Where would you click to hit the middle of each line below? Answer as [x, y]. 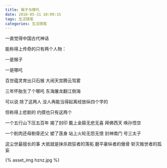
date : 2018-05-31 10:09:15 [33, 14]
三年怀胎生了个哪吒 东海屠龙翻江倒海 [43, 91]
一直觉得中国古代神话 [27, 38]
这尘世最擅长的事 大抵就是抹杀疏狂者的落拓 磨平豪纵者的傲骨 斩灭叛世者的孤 [83, 144]
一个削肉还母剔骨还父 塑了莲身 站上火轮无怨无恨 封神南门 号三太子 [73, 133]
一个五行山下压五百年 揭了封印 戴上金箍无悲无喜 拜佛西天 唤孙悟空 [73, 123]
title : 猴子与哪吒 [22, 10]
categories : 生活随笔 [26, 24]
